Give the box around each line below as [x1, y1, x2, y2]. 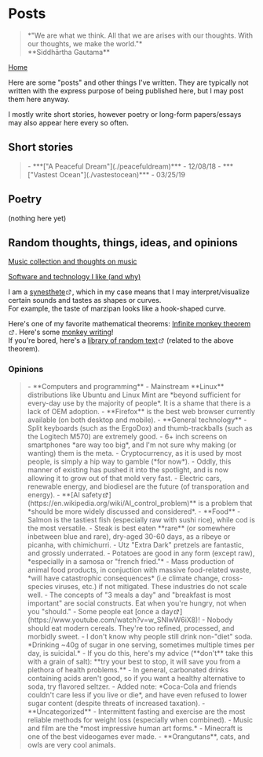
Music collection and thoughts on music [8, 257, 137, 267]
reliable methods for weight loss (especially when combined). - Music [27, 715, 254, 724]
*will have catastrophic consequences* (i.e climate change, [27, 573, 221, 583]
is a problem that [198, 498, 253, 508]
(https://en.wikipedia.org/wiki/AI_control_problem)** [27, 498, 197, 508]
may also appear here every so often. [8, 118, 130, 127]
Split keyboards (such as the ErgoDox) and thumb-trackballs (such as [27, 423, 253, 432]
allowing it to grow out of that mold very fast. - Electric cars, [27, 473, 222, 482]
